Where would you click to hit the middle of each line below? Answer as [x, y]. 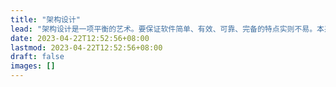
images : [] [33, 66]
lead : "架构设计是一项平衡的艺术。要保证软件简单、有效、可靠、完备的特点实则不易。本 [167, 29]
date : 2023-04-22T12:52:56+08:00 [80, 38]
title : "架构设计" [46, 19]
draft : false [37, 57]
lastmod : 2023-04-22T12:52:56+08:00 [86, 47]
